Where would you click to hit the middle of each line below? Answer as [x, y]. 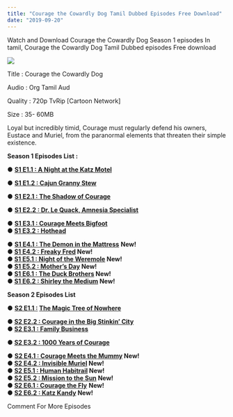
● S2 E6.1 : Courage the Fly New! [56, 385]
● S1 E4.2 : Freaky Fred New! [50, 252]
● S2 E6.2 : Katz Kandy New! [50, 393]
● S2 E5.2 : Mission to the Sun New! [60, 378]
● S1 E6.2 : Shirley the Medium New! [61, 281]
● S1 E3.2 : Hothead [37, 231]
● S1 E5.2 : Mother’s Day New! [52, 266]
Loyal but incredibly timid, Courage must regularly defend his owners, [107, 128]
